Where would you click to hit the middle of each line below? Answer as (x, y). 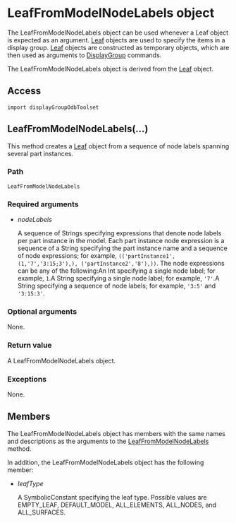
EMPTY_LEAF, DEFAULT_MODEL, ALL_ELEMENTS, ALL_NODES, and (117, 505)
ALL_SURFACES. (41, 512)
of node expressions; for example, (67, 256)
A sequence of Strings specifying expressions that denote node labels (119, 233)
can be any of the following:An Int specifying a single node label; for (117, 271)
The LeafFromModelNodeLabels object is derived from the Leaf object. (110, 69)
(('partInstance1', (147, 257)
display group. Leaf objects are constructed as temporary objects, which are (118, 47)
